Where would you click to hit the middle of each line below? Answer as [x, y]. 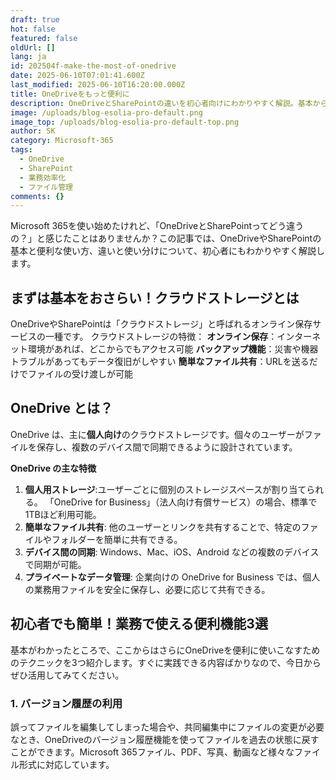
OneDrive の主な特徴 [53, 468]
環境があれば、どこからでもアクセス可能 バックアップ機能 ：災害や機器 [173, 349]
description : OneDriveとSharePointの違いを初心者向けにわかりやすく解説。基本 [161, 103]
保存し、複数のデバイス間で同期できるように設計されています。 [167, 447]
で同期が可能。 [55, 564]
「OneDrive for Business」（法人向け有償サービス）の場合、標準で [181, 502]
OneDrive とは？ [61, 408]
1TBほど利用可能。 [63, 514]
